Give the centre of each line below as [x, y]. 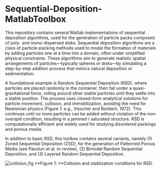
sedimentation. [20, 73]
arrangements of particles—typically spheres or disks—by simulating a [76, 63]
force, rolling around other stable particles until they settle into [93, 93]
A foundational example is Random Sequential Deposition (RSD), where [76, 83]
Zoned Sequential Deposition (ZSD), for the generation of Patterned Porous [80, 143]
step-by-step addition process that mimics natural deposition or [69, 68]
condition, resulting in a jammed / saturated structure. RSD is [84, 119]
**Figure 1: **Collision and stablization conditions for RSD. [94, 163]
